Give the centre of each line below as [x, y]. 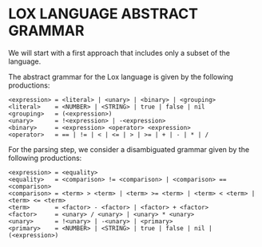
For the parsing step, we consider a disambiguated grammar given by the [129, 149]
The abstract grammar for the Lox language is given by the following [121, 76]
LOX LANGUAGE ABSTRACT [103, 14]
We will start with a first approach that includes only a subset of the [119, 53]
